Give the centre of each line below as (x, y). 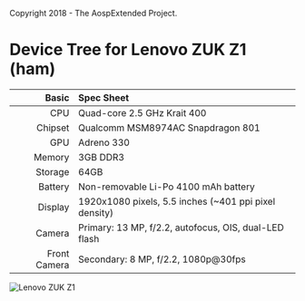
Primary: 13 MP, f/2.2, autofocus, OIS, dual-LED (181, 228)
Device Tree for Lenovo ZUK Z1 (128, 50)
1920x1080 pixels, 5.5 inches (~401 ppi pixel (177, 201)
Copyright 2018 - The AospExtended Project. (93, 13)
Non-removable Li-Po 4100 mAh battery (167, 187)
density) (96, 212)
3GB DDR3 (102, 157)
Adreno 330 (104, 142)
